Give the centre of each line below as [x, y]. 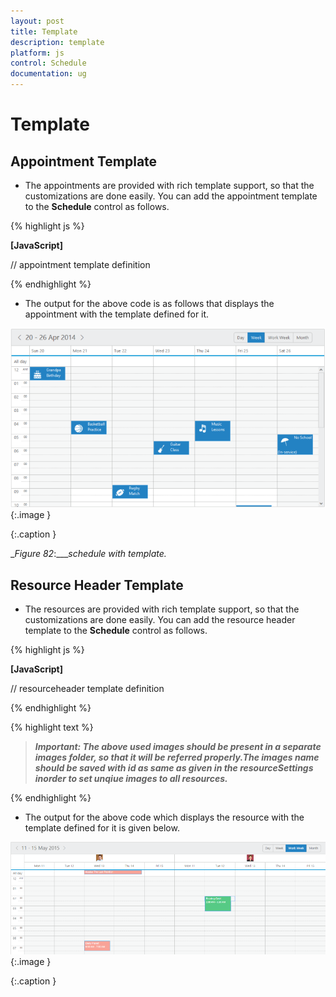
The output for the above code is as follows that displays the [149, 303]
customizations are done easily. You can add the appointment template [171, 196]
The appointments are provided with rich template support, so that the [169, 185]
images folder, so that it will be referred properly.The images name [177, 757]
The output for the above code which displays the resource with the [164, 817]
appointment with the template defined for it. [117, 314]
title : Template [44, 31]
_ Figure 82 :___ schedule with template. [88, 554]
